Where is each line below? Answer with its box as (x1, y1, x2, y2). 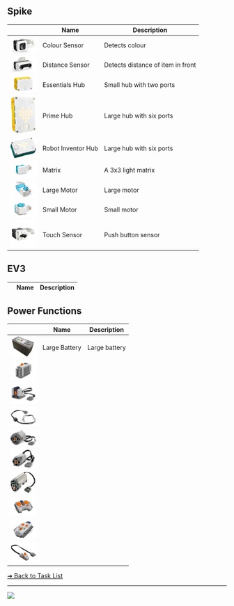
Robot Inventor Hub (42, 144, 99, 152)
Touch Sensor (42, 230, 83, 239)
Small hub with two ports (104, 80, 175, 89)
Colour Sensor (42, 41, 84, 49)
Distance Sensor (42, 61, 91, 69)
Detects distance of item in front (104, 61, 196, 69)
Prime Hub (42, 111, 73, 120)
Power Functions (7, 305, 82, 317)
